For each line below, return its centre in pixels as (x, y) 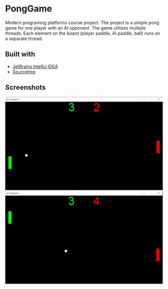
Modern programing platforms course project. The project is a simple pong (82, 23)
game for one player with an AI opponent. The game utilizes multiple (75, 28)
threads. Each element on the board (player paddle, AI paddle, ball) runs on (83, 33)
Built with (20, 54)
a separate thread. (24, 39)
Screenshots (25, 87)
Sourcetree (24, 72)
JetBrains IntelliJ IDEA (35, 66)
